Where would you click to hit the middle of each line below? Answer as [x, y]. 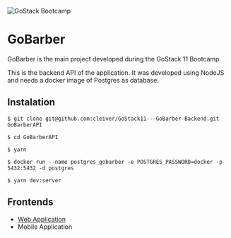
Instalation [31, 102]
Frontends [30, 202]
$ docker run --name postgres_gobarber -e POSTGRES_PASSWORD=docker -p [115, 162]
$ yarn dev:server [34, 180]
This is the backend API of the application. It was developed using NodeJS [116, 72]
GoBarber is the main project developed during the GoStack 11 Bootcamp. [114, 59]
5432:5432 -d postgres [41, 168]
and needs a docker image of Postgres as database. [83, 80]
